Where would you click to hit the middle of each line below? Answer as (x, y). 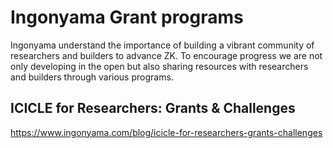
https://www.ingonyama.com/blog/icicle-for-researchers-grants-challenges (166, 132)
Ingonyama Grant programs (127, 17)
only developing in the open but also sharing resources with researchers (159, 66)
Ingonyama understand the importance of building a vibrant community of (162, 45)
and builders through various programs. (92, 77)
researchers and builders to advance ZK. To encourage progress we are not (166, 55)
